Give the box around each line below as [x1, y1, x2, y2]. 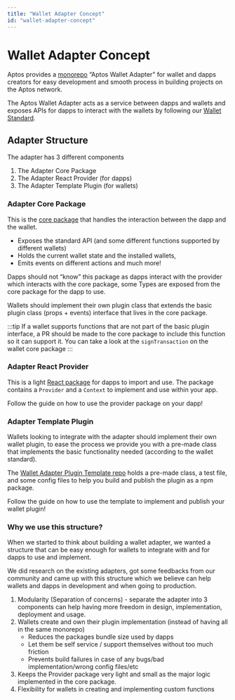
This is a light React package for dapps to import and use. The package [7, 378, 214, 386]
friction [27, 648, 49, 656]
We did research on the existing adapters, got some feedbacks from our [7, 567, 216, 575]
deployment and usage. [17, 610, 86, 619]
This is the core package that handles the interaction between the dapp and [7, 215, 227, 224]
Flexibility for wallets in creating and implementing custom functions [17, 685, 215, 694]
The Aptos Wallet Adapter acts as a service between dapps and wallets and [7, 99, 226, 108]
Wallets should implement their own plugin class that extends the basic [7, 300, 213, 310]
